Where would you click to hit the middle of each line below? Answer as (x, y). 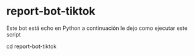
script (14, 34)
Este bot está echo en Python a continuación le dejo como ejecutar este (97, 28)
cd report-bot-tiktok (32, 46)
